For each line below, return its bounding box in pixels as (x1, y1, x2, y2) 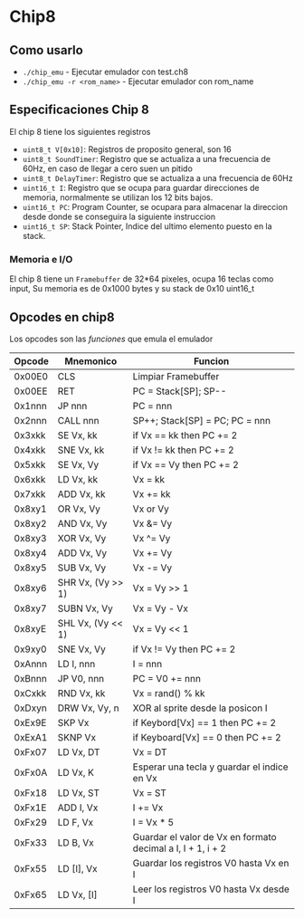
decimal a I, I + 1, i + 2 (132, 842, 227, 855)
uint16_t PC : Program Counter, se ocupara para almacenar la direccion (22, 201, 288, 212)
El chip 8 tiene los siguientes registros (9, 126, 151, 137)
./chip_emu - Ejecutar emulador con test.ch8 (22, 66, 188, 77)
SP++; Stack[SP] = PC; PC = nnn (132, 414, 271, 426)
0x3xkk (14, 428, 46, 441)
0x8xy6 (14, 581, 47, 594)
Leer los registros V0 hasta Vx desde (132, 883, 290, 895)
